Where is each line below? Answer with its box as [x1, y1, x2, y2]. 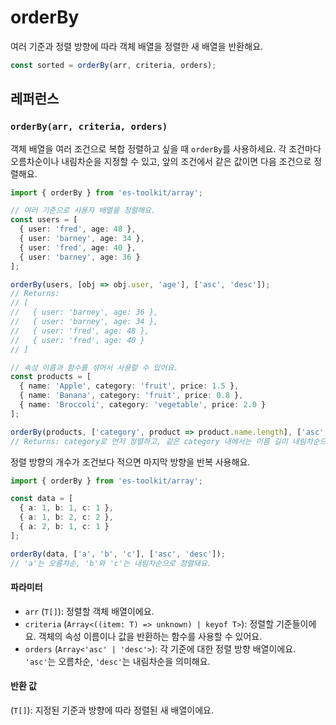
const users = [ [10, 215, 78, 225]
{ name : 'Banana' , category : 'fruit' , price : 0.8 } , [19, 391, 244, 401]
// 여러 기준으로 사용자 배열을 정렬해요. [10, 206, 157, 216]
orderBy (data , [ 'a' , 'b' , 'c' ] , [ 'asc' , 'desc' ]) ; [10, 549, 226, 559]
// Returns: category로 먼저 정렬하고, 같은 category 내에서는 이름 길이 [10, 436, 288, 446]
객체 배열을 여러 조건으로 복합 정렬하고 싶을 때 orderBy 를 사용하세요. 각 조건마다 [10, 142, 322, 155]
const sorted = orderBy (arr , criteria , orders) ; [10, 60, 217, 70]
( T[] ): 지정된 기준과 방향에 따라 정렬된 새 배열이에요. [10, 704, 214, 716]
